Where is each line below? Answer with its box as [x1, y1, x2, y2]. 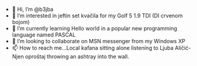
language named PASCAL [11, 31, 76, 38]
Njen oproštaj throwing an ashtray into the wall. [11, 53, 130, 60]
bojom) [11, 19, 30, 25]
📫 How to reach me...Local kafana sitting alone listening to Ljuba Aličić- [11, 44, 192, 51]
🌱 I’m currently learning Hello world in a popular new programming [11, 25, 178, 32]
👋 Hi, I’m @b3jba [11, 6, 54, 13]
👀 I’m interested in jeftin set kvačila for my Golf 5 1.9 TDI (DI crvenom [11, 12, 183, 19]
